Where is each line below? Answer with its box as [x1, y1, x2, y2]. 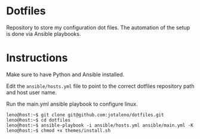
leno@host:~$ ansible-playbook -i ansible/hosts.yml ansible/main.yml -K [6, 122, 194, 128]
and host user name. [6, 88, 57, 96]
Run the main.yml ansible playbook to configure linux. [6, 100, 139, 107]
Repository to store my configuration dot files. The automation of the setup [6, 24, 190, 31]
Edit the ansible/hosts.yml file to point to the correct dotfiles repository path [6, 82, 195, 89]
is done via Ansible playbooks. [6, 30, 81, 37]
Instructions [6, 51, 68, 65]
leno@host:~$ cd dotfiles [6, 117, 70, 123]
